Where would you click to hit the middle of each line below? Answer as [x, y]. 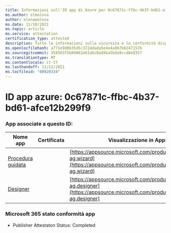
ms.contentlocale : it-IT [32, 62]
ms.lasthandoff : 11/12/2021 [35, 67]
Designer [19, 189]
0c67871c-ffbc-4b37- [112, 97]
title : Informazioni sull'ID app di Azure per [55, 10]
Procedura [20, 158]
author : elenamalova [27, 19]
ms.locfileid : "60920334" [33, 72]
